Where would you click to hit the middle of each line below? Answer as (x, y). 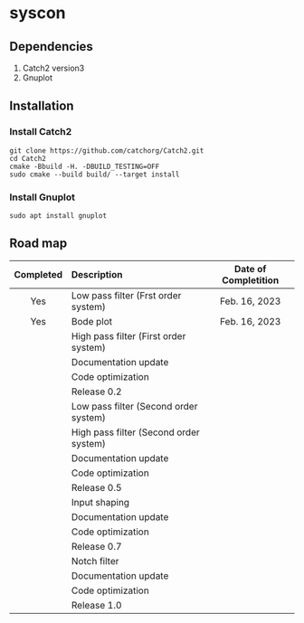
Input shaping (100, 502)
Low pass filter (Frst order (126, 295)
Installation (42, 106)
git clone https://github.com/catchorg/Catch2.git (107, 151)
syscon (38, 13)
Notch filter (95, 561)
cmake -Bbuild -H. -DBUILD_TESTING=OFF (85, 166)
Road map (38, 244)
